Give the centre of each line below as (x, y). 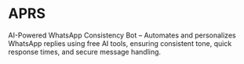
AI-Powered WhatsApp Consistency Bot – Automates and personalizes (122, 35)
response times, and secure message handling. (85, 52)
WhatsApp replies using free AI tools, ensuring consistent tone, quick (120, 43)
